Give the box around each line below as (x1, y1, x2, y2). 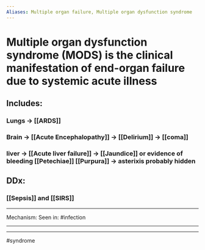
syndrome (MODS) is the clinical (6, 48, 173, 62)
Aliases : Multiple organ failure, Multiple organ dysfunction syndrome (6, 9, 192, 15)
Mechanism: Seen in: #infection (6, 213, 86, 221)
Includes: (6, 98, 43, 109)
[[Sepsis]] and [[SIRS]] (6, 194, 74, 202)
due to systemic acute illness (6, 74, 157, 88)
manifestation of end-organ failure (6, 61, 185, 75)
